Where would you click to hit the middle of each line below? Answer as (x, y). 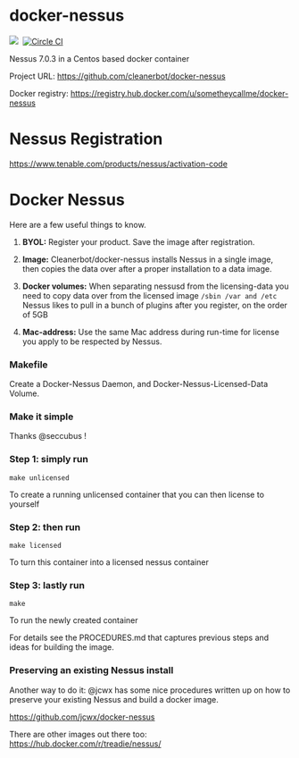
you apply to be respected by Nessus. (92, 341)
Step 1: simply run (49, 459)
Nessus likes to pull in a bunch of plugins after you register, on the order (155, 305)
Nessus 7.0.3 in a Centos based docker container (100, 58)
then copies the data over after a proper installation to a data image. (147, 268)
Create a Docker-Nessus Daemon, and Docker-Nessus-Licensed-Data (139, 384)
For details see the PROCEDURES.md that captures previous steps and (139, 638)
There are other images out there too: (78, 734)
